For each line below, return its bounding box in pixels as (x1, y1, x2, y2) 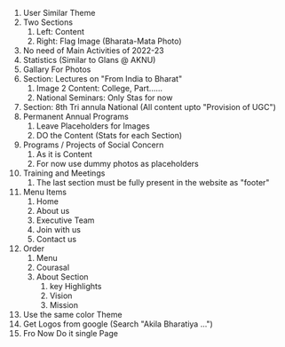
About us (36, 206, 70, 216)
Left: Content (36, 27, 85, 36)
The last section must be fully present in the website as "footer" (36, 177, 270, 187)
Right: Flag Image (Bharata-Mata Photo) (36, 35, 182, 46)
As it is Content (36, 149, 92, 159)
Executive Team (36, 215, 95, 225)
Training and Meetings (22, 168, 106, 178)
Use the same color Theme (22, 310, 123, 319)
